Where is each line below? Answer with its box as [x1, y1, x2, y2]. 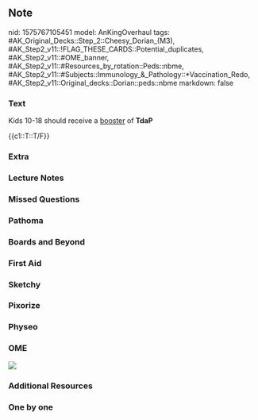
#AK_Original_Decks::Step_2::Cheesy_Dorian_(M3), [8, 36, 175, 45]
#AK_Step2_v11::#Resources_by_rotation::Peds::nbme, [8, 61, 184, 71]
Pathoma [8, 214, 44, 225]
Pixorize [8, 300, 41, 311]
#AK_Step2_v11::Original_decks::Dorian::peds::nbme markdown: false [8, 78, 234, 87]
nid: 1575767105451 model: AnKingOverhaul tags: [8, 27, 171, 37]
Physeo [8, 322, 38, 333]
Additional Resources [8, 380, 93, 391]
